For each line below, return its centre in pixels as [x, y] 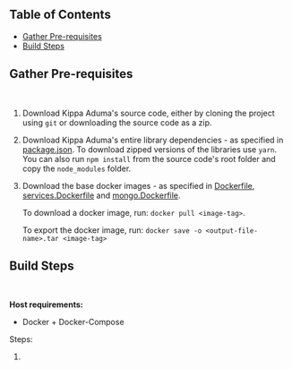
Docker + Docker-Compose [73, 322]
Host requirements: [46, 305]
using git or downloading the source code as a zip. [117, 122]
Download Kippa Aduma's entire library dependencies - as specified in [153, 140]
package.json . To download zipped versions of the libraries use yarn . [150, 149]
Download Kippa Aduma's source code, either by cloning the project [148, 113]
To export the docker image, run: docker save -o [112, 230]
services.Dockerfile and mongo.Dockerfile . [101, 195]
